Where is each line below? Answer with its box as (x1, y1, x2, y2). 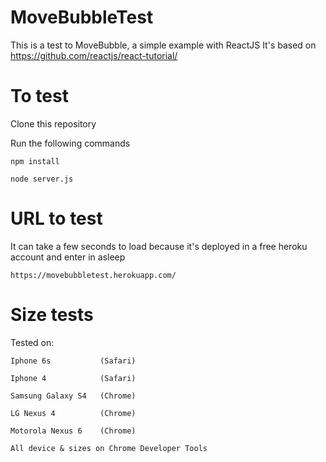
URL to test (10, 207, 103, 230)
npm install (10, 156, 60, 166)
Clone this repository (10, 117, 97, 130)
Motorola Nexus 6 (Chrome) (10, 426, 137, 436)
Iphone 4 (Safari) (10, 373, 137, 383)
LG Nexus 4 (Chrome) (10, 408, 137, 418)
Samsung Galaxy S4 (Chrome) (10, 391, 137, 401)
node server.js (10, 174, 74, 184)
